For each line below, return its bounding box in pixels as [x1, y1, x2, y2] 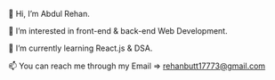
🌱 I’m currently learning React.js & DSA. [8, 43, 153, 53]
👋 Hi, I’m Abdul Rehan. [8, 9, 91, 19]
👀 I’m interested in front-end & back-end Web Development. [8, 26, 228, 36]
